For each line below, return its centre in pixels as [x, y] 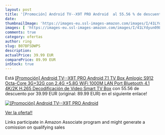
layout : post [18, 10]
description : [18, 50]
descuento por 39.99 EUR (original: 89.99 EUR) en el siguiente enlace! [76, 94]
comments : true [21, 32]
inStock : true [20, 64]
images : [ [15, 28]
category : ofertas [24, 37]
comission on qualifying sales [35, 127]
